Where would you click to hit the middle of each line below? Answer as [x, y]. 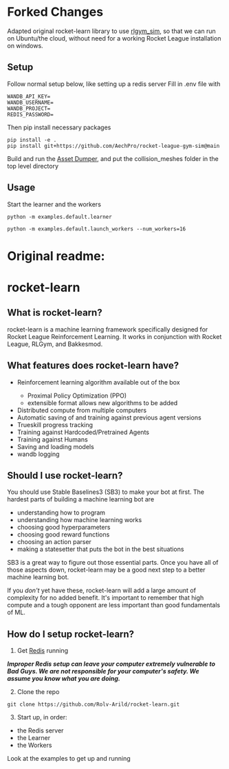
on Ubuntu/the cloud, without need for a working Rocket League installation [114, 38]
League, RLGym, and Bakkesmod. [55, 344]
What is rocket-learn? [55, 313]
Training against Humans [52, 439]
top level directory [33, 166]
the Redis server [40, 730]
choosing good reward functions [63, 534]
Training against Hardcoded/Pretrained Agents [83, 432]
